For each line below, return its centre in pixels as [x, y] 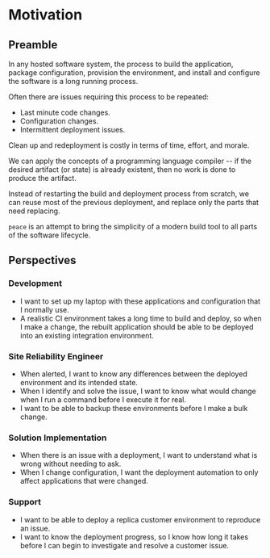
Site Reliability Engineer [56, 356]
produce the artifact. [42, 178]
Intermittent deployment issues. [73, 130]
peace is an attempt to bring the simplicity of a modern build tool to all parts [133, 227]
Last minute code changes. [65, 112]
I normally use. [45, 309]
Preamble [33, 45]
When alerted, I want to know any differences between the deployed [133, 374]
